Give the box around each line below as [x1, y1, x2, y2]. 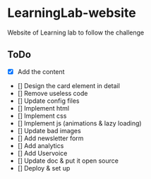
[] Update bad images [17, 126, 81, 135]
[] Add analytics [17, 141, 64, 149]
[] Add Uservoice [17, 149, 68, 157]
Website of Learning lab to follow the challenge [7, 28, 145, 37]
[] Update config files [17, 97, 80, 105]
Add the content [17, 67, 65, 75]
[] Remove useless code [17, 89, 88, 97]
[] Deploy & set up [17, 163, 71, 172]
